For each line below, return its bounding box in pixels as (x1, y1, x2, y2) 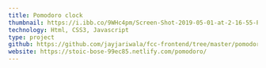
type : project (8, 33, 55, 41)
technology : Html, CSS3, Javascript (8, 26, 129, 34)
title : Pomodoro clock (8, 11, 83, 20)
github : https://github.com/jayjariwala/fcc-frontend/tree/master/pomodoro (8, 41, 264, 48)
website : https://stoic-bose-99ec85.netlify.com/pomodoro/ (8, 48, 207, 55)
